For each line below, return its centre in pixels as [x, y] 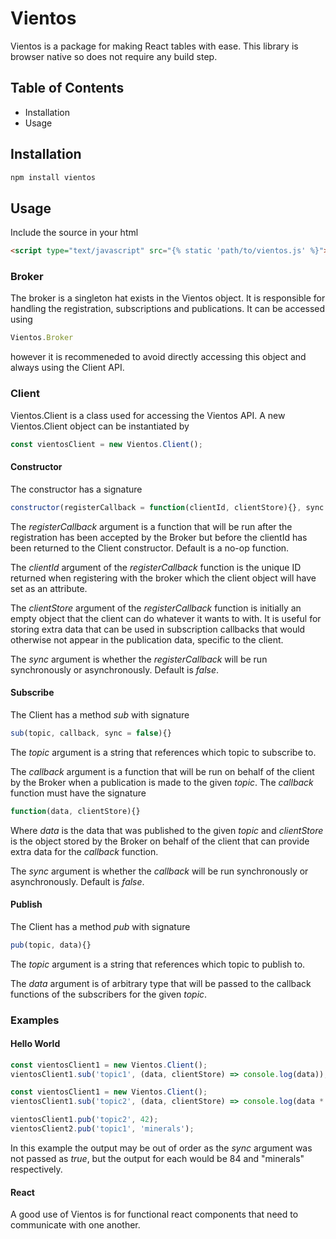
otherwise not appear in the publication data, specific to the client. [147, 639]
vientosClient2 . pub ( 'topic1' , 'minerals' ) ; [102, 1129]
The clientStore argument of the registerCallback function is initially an [156, 608]
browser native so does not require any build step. [114, 56]
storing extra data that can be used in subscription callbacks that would [158, 629]
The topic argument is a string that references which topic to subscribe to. [163, 752]
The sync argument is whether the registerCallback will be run [139, 659]
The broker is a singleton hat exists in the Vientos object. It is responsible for [168, 298]
